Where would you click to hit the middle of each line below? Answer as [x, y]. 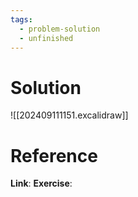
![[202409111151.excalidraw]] [69, 115]
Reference [54, 155]
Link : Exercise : [41, 183]
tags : [21, 19]
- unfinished [46, 38]
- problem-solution [60, 29]
